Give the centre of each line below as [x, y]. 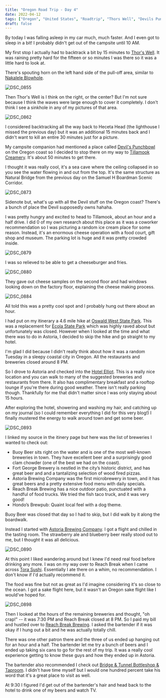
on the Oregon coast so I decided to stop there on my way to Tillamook [77, 152]
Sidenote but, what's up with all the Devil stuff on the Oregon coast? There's [83, 202]
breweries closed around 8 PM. [37, 362]
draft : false [19, 24]
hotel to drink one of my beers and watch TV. [51, 690]
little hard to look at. [25, 63]
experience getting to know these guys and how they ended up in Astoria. [80, 655]
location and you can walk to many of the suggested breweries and [74, 377]
